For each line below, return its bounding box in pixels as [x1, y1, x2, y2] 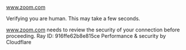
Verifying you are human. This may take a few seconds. [6, 15, 141, 22]
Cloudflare [6, 39, 32, 45]
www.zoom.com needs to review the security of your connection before [6, 26, 180, 33]
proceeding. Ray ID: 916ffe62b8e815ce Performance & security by [6, 33, 166, 39]
